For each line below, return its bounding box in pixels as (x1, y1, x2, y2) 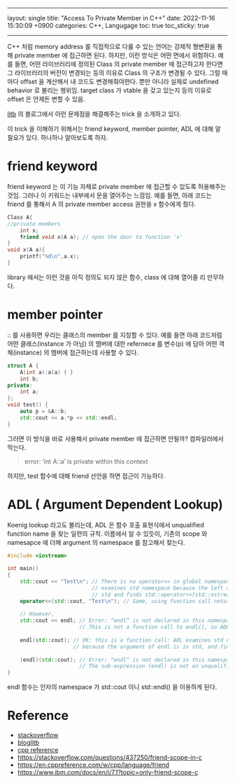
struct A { (7, 362, 39, 369)
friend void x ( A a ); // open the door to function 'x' (20, 233, 183, 240)
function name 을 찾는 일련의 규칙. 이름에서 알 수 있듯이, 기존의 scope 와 (7, 529, 208, 538)
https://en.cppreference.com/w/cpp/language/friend (17, 761, 170, 769)
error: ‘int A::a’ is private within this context (24, 457, 148, 466)
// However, (20, 611, 55, 618)
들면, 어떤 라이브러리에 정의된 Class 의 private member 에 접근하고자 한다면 (14, 60, 224, 68)
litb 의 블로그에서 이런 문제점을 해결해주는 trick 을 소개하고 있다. (7, 110, 182, 118)
